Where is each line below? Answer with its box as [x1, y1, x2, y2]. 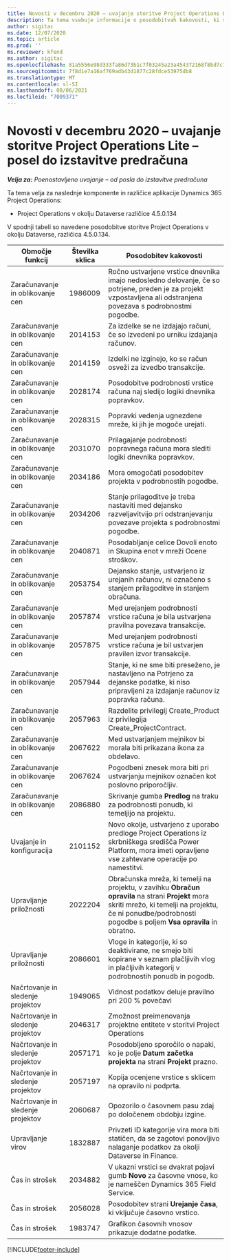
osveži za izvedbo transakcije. [108, 362, 206, 372]
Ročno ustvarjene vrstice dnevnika [108, 266, 220, 276]
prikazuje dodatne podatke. [108, 1228, 197, 1237]
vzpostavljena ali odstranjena [108, 293, 203, 302]
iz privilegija [108, 714, 147, 724]
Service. [108, 1188, 135, 1197]
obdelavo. [108, 751, 140, 761]
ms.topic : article [7, 36, 60, 43]
